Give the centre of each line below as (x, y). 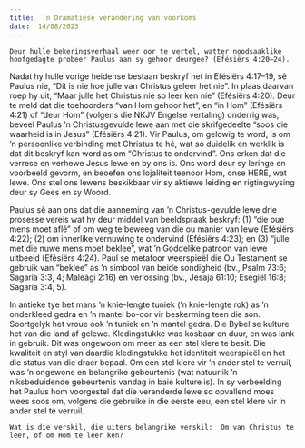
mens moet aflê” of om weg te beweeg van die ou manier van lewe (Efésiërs (152, 229)
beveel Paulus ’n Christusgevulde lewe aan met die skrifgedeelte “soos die (149, 124)
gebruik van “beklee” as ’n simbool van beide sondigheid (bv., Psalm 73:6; (148, 267)
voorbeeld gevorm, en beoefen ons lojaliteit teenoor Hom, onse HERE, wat (148, 173)
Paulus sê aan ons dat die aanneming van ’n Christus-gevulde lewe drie (143, 209)
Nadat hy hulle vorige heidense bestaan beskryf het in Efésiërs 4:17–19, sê (148, 76)
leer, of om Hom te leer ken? (67, 435)
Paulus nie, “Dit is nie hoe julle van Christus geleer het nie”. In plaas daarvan (152, 85)
